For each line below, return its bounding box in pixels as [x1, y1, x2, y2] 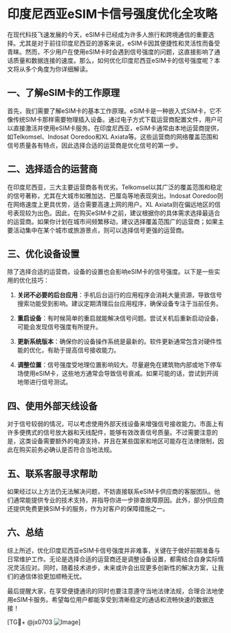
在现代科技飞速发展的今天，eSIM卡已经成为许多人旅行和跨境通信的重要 [7, 30, 208, 39]
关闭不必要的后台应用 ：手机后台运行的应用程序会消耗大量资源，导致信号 [16, 291, 222, 299]
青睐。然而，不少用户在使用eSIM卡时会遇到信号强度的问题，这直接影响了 [7, 48, 214, 56]
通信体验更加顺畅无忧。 [19, 572, 86, 580]
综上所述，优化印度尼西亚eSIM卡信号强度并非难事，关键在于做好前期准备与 [7, 546, 221, 554]
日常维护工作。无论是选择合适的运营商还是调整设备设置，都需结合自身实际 [7, 554, 218, 563]
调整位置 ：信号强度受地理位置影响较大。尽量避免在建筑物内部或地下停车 [16, 361, 222, 369]
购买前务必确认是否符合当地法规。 [19, 445, 115, 454]
